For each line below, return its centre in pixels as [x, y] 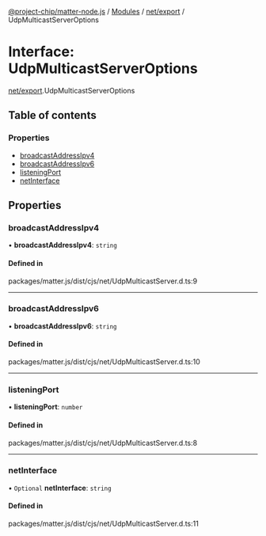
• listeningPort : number [46, 407]
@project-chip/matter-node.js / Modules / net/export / [97, 11]
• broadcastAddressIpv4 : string [63, 245]
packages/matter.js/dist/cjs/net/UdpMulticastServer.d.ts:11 [104, 524]
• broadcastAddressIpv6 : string [63, 326]
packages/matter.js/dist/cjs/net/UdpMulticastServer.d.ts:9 [103, 281]
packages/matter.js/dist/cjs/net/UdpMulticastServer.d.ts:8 [103, 443]
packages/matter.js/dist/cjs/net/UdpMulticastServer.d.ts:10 [104, 362]
